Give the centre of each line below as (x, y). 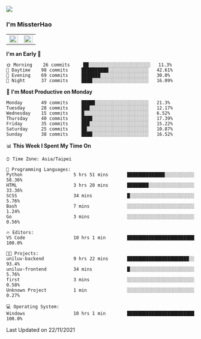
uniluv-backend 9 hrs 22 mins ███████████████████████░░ (100, 259)
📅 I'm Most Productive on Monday (49, 92)
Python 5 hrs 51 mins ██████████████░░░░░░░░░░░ (100, 175)
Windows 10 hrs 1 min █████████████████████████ (100, 314)
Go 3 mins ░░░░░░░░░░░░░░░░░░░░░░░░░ (100, 217)
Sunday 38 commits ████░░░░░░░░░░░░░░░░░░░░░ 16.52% (89, 134)
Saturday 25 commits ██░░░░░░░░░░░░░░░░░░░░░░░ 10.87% (89, 129)
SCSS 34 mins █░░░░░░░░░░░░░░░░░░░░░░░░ (100, 196)
